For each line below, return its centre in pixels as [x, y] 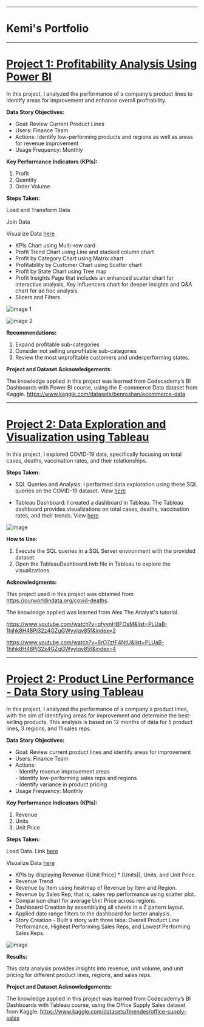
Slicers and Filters [38, 297]
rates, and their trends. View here [57, 515]
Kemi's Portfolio [48, 29]
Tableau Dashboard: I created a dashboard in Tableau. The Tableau [99, 502]
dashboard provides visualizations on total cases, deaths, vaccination [102, 509]
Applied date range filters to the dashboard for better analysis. [93, 913]
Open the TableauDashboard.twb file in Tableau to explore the [93, 564]
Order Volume [32, 186]
